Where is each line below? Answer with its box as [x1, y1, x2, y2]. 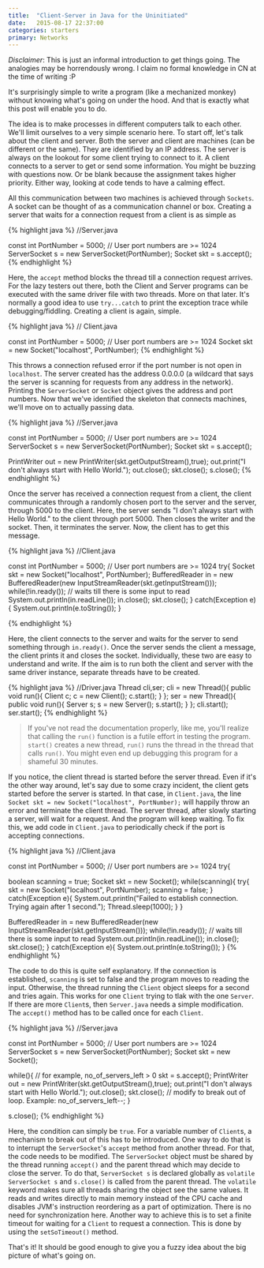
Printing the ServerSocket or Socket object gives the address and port [8, 386, 233, 396]
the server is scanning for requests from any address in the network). [8, 377, 234, 387]
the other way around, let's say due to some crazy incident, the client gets [8, 781, 249, 790]
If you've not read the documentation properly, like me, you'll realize [27, 723, 250, 733]
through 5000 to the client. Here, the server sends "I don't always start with [8, 506, 254, 516]
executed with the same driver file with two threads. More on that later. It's [8, 290, 250, 299]
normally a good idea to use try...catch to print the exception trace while [8, 298, 248, 308]
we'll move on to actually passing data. [8, 403, 135, 412]
